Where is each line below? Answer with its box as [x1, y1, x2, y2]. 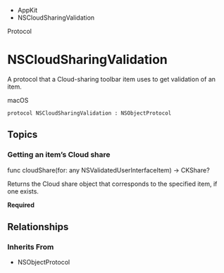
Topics [7, 129, 38, 141]
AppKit [17, 6, 38, 14]
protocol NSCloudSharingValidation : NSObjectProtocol [7, 109, 172, 117]
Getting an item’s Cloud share [7, 150, 111, 160]
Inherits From [7, 242, 54, 252]
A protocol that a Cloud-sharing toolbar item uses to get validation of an [7, 75, 216, 83]
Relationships [7, 221, 69, 233]
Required [7, 201, 35, 209]
